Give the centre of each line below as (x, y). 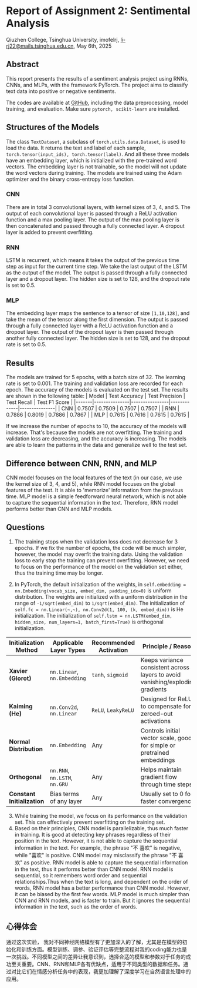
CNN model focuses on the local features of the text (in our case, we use (94, 478)
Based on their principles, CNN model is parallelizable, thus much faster (101, 828)
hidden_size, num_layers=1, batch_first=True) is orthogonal (89, 622)
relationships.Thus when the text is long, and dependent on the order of (101, 881)
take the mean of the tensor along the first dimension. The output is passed (97, 320)
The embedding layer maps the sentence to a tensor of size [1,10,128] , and (98, 313)
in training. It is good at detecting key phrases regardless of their (93, 834)
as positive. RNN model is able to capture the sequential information (106, 862)
